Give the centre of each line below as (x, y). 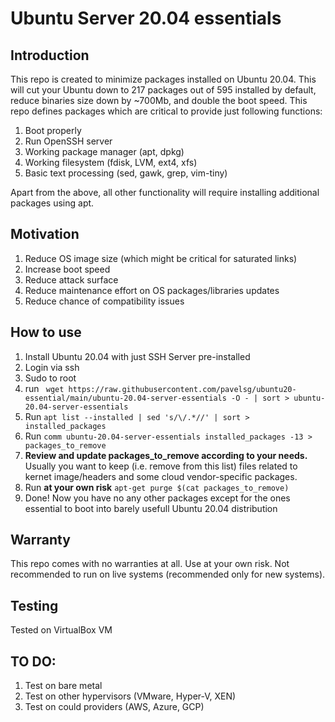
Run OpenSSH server (68, 141)
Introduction (50, 55)
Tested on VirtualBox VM (61, 630)
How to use (46, 332)
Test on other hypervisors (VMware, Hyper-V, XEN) (130, 696)
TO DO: (33, 661)
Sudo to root (50, 378)
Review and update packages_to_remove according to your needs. (166, 455)
